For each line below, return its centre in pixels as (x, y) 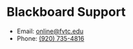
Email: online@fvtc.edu (50, 31)
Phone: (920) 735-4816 (50, 38)
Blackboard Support (66, 12)
